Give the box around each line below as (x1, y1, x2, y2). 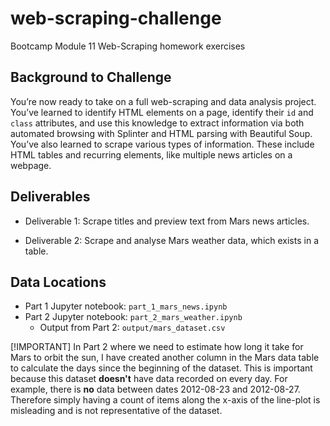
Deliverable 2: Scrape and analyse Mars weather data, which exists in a (24, 234, 319, 246)
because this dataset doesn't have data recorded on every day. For (10, 373, 288, 385)
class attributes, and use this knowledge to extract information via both (10, 117, 305, 129)
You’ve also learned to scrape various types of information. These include (10, 138, 315, 150)
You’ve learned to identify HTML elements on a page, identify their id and (10, 106, 314, 118)
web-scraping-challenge (10, 7, 222, 30)
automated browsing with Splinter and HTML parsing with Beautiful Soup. (10, 127, 313, 139)
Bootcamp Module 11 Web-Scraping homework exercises (10, 40, 246, 52)
